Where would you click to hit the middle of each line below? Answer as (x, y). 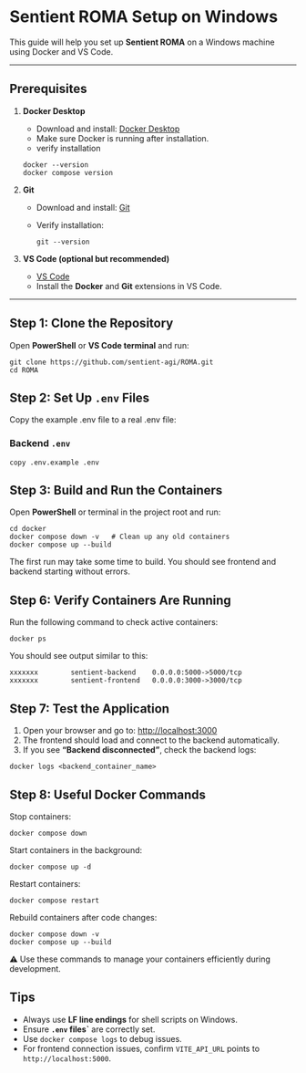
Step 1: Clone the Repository (92, 323)
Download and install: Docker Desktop (108, 129)
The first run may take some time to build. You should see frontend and (143, 562)
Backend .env (40, 443)
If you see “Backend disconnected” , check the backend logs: (139, 750)
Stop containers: (41, 816)
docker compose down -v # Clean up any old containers (120, 537)
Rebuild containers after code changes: (83, 917)
